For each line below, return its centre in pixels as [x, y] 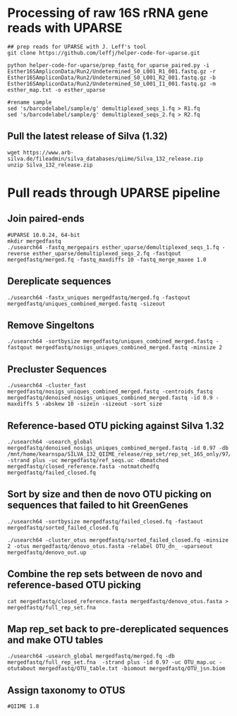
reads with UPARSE [65, 28]
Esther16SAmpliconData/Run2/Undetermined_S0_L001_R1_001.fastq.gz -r [112, 71]
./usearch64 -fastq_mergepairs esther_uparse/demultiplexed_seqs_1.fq [113, 247]
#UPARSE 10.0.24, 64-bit [44, 235]
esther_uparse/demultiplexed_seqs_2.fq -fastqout [107, 253]
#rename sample [30, 102]
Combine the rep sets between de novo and [105, 574]
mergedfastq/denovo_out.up [47, 552]
